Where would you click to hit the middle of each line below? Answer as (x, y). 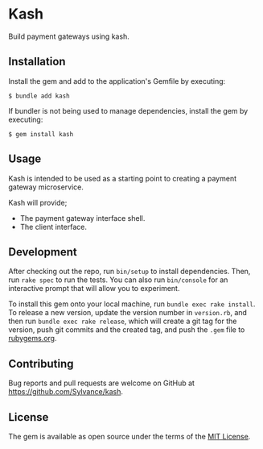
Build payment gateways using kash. (69, 36)
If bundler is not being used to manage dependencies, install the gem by (128, 110)
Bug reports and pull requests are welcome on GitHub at (102, 383)
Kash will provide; (38, 202)
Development (43, 252)
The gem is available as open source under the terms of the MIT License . (129, 437)
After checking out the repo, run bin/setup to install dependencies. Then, (129, 272)
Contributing (41, 364)
